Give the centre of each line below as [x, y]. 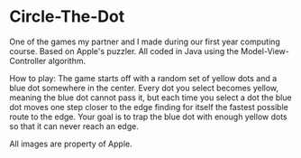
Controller [28, 60]
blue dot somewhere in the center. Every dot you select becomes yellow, [144, 88]
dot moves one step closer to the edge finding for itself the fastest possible [149, 107]
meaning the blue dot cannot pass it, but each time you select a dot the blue [150, 98]
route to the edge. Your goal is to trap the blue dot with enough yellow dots [148, 116]
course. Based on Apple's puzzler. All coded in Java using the [124, 51]
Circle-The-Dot [67, 17]
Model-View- [265, 51]
